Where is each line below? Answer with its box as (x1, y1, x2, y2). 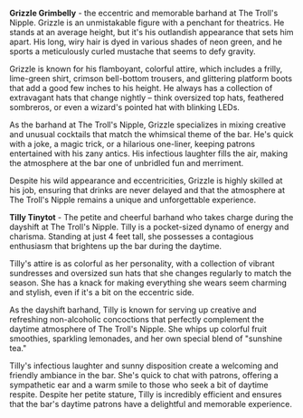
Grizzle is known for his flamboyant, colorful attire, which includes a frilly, (9, 63, 283, 74)
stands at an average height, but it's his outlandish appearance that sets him (9, 27, 294, 37)
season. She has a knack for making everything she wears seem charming (9, 277, 288, 288)
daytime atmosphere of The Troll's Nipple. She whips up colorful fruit (9, 324, 268, 334)
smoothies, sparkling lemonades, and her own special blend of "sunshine (9, 333, 283, 344)
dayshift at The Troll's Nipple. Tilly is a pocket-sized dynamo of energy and (9, 221, 289, 232)
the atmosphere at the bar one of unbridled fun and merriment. (9, 158, 244, 168)
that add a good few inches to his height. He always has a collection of (9, 83, 273, 93)
